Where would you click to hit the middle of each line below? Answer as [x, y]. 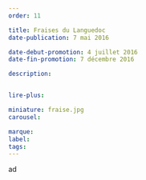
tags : [17, 146]
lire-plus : [26, 96]
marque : [21, 132]
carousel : [25, 117]
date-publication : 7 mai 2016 [59, 38]
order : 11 [25, 16]
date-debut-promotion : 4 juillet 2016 [73, 52]
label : [19, 139]
